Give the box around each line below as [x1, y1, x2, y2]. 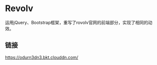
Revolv [5, 3, 34, 14]
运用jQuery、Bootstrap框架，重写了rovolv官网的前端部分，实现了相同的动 [5, 19, 153, 25]
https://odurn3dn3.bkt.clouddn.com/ [5, 54, 79, 60]
